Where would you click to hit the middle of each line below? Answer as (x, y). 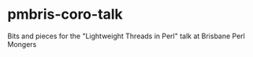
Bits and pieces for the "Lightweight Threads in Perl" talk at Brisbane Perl (126, 36)
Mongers (22, 44)
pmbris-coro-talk (65, 14)
